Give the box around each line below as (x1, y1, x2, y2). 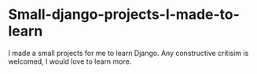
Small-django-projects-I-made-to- (8, 6, 240, 24)
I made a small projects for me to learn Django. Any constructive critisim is (8, 48, 249, 57)
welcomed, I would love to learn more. (8, 57, 132, 66)
